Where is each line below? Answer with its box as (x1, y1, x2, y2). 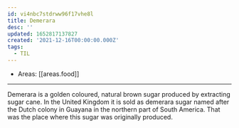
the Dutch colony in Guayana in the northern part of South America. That (7, 105, 221, 114)
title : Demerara (7, 17, 55, 24)
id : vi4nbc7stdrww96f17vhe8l (7, 10, 94, 18)
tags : (7, 43, 23, 50)
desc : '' (7, 23, 33, 31)
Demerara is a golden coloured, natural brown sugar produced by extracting (7, 90, 231, 98)
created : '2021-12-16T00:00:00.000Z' (7, 37, 119, 44)
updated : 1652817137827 (7, 30, 78, 38)
